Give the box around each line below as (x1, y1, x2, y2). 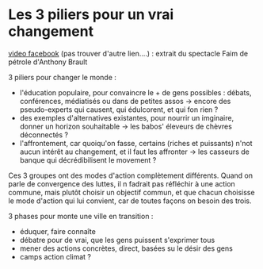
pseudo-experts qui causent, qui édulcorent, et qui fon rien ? (19, 105, 219, 114)
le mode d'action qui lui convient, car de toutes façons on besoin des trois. (8, 196, 252, 206)
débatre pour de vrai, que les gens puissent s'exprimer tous (19, 235, 215, 244)
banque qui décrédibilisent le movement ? (19, 155, 157, 164)
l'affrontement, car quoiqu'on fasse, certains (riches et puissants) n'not (19, 138, 253, 148)
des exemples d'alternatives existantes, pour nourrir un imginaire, (19, 113, 234, 122)
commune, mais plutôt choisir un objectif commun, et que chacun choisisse (8, 187, 255, 197)
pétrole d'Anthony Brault (8, 57, 88, 67)
